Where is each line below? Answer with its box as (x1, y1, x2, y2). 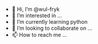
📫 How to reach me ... (11, 32, 67, 38)
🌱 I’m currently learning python (11, 18, 88, 25)
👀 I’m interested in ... (11, 12, 62, 19)
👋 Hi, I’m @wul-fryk (11, 6, 60, 12)
